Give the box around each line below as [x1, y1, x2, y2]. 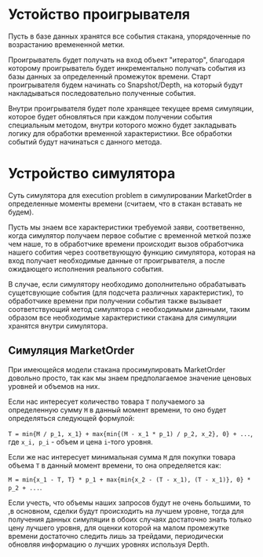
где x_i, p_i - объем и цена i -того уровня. [8, 437, 153, 446]
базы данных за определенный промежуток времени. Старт [8, 71, 212, 81]
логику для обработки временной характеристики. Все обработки [8, 128, 232, 138]
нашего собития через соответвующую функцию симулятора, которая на [8, 247, 256, 257]
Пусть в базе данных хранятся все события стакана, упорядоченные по [8, 31, 251, 41]
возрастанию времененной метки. [8, 39, 126, 49]
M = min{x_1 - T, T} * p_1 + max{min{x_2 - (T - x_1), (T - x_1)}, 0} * [8, 475, 251, 484]
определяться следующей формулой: [8, 413, 135, 423]
